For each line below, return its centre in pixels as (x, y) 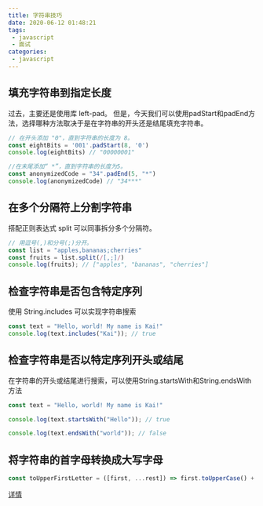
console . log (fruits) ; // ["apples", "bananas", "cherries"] (109, 265)
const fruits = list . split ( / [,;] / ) (66, 257)
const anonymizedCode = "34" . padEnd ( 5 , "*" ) (82, 174)
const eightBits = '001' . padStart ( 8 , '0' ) (79, 145)
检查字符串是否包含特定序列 (75, 291)
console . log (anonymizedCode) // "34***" (75, 181)
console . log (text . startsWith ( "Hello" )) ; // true (89, 419)
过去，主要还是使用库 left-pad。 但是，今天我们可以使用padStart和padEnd (128, 113)
